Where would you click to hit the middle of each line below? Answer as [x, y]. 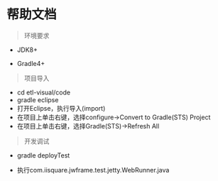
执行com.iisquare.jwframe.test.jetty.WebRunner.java [93, 170]
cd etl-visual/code [44, 92]
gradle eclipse [38, 99]
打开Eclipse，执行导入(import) [61, 108]
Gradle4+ [31, 63]
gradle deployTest [43, 155]
